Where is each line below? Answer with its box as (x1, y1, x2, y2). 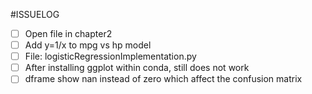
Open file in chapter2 (24, 28, 113, 39)
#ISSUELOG (10, 9, 60, 20)
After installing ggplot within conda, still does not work (24, 62, 250, 74)
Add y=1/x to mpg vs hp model (24, 39, 152, 51)
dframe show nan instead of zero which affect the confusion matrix (24, 73, 303, 85)
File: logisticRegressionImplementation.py (24, 50, 197, 63)
